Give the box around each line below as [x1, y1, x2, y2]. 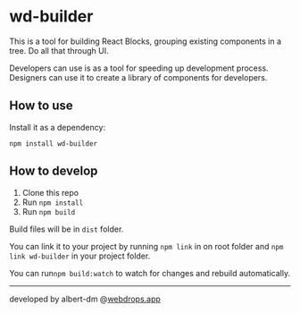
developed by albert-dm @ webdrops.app [9, 293, 161, 304]
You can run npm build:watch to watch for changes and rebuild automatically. [9, 267, 291, 278]
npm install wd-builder [9, 139, 98, 148]
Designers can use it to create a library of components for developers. [9, 72, 268, 82]
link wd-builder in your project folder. [9, 250, 151, 261]
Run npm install [21, 197, 84, 207]
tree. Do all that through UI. [9, 45, 109, 55]
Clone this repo [21, 187, 79, 198]
